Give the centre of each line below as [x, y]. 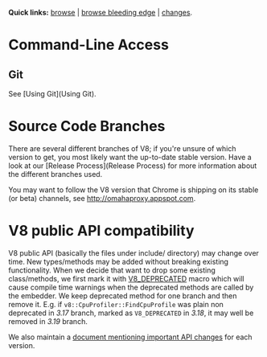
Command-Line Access [88, 45]
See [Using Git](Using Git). [52, 94]
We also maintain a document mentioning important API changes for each [130, 337]
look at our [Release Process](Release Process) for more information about [133, 166]
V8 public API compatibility [101, 231]
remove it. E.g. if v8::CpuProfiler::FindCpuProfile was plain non [116, 304]
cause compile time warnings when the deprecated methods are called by [131, 287]
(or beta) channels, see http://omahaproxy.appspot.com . [102, 198]
